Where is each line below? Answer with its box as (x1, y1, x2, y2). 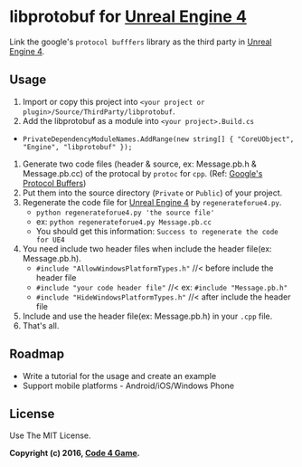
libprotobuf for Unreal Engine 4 (9, 6, 247, 27)
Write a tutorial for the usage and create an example (22, 370, 217, 381)
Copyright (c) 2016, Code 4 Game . (9, 448, 140, 459)
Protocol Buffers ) (22, 177, 87, 188)
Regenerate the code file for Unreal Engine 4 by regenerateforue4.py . (22, 196, 282, 207)
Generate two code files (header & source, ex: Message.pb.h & (22, 158, 258, 169)
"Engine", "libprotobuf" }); (22, 142, 133, 151)
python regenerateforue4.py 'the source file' (35, 208, 215, 217)
